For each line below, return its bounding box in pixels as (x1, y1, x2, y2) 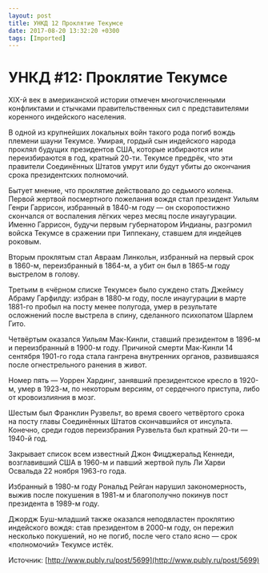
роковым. (8, 237, 42, 247)
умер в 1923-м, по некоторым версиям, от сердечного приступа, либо (17, 384, 260, 393)
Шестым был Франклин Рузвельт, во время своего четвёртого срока (8, 408, 246, 418)
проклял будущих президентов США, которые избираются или (8, 145, 223, 155)
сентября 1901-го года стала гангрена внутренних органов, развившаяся (8, 352, 259, 361)
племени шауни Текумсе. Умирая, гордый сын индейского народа (8, 136, 236, 146)
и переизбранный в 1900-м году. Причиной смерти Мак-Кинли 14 (8, 343, 234, 353)
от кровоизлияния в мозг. (8, 393, 96, 402)
